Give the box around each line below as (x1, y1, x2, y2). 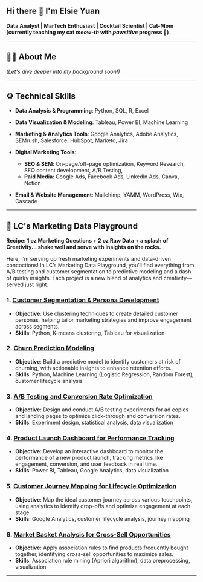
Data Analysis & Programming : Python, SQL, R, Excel (14, 107, 149, 114)
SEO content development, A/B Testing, (24, 167, 123, 174)
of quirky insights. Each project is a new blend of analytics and (6, 275, 163, 282)
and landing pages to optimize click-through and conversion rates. (14, 413, 181, 420)
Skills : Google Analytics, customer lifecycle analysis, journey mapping (14, 515, 190, 522)
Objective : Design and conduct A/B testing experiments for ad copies (14, 406, 189, 413)
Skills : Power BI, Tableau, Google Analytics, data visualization (14, 467, 169, 474)
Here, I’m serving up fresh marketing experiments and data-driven (6, 255, 171, 263)
